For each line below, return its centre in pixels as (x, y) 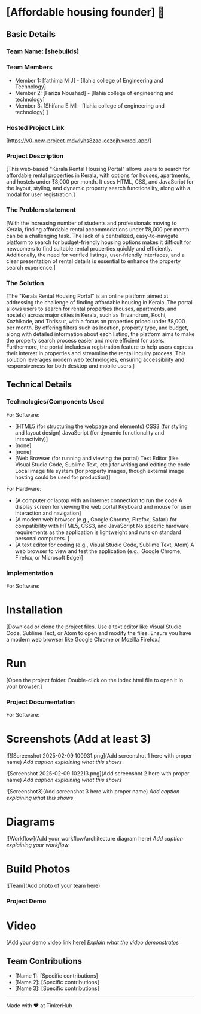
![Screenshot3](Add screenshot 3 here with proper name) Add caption (93, 792)
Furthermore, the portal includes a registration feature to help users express (100, 347)
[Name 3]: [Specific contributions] (57, 988)
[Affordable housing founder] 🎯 (86, 12)
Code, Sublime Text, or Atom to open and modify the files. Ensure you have (99, 633)
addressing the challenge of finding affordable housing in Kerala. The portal (99, 302)
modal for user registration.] (41, 194)
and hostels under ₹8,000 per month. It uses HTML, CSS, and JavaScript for (100, 182)
